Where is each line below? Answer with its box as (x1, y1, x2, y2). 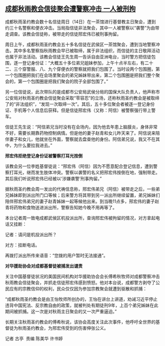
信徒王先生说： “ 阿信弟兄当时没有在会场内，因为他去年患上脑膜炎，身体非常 (5, 124, 158, 129)
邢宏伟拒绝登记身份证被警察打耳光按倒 (5, 153, 82, 158)
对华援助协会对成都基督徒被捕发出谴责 (5, 263, 82, 269)
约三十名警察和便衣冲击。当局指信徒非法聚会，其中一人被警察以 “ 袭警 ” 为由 (5, 25, 156, 31)
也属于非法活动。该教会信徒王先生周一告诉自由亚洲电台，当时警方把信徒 (5, 54, 151, 60)
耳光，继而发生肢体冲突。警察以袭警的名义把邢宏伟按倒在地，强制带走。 (13, 169, 160, 175)
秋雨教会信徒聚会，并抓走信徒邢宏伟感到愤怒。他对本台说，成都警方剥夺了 (5, 280, 156, 285)
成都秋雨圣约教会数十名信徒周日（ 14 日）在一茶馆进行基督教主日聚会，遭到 (5, 19, 156, 25)
